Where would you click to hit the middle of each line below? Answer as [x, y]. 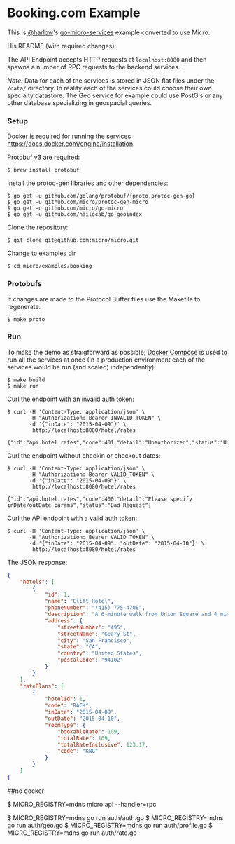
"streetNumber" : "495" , [92, 627]
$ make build [26, 380]
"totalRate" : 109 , [84, 738]
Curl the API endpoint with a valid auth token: [72, 518]
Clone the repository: [38, 227]
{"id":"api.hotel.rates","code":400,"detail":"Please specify [100, 499]
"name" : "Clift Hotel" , [79, 601]
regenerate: [24, 306]
